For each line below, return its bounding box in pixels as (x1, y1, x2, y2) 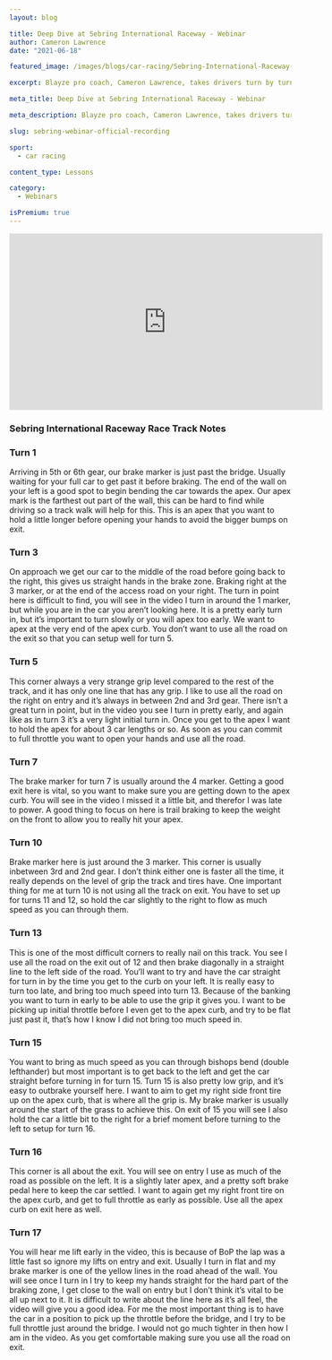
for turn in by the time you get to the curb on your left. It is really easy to (9, 975, 275, 986)
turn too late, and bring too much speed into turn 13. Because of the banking (9, 985, 291, 996)
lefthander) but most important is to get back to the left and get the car (9, 1066, 270, 1077)
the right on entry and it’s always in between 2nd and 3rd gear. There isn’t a (9, 695, 288, 706)
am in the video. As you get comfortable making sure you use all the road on (9, 1332, 291, 1343)
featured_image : (9, 62, 70, 72)
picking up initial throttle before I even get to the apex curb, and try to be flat (9, 1004, 291, 1015)
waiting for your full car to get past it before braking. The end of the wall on (9, 476, 287, 487)
